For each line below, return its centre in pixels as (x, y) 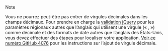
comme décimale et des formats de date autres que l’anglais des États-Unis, (84, 32)
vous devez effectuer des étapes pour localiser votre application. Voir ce (80, 38)
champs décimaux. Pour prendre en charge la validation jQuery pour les (80, 22)
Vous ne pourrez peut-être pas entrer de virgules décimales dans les (76, 17)
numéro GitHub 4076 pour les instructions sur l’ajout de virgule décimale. (81, 43)
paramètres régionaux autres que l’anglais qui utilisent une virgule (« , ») (80, 27)
